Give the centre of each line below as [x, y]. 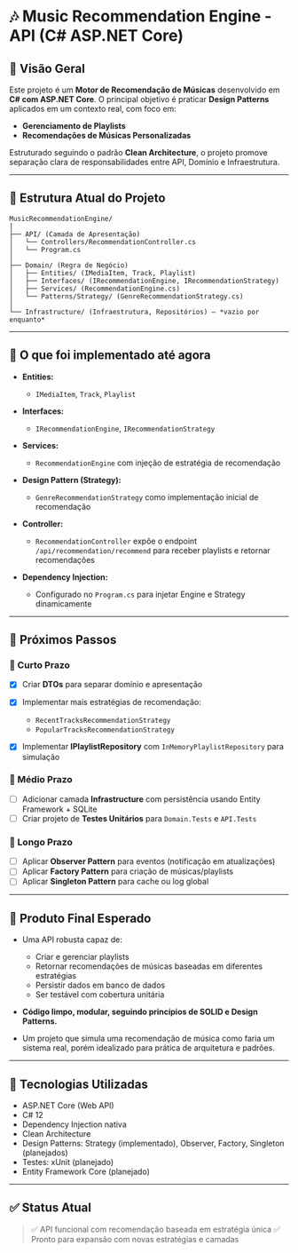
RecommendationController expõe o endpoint [116, 541]
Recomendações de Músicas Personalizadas [106, 135]
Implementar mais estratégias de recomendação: [112, 702]
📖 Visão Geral [47, 68]
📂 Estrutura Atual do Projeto [87, 198]
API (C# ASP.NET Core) [97, 36]
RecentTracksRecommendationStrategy [103, 721]
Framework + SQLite [59, 809]
